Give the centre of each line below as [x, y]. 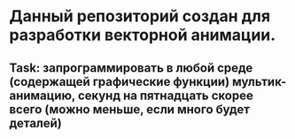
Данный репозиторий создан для [140, 16]
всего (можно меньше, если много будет [130, 109]
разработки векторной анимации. [143, 35]
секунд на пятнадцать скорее [166, 95]
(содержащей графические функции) [120, 81]
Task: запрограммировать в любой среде [131, 68]
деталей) [35, 123]
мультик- [259, 81]
